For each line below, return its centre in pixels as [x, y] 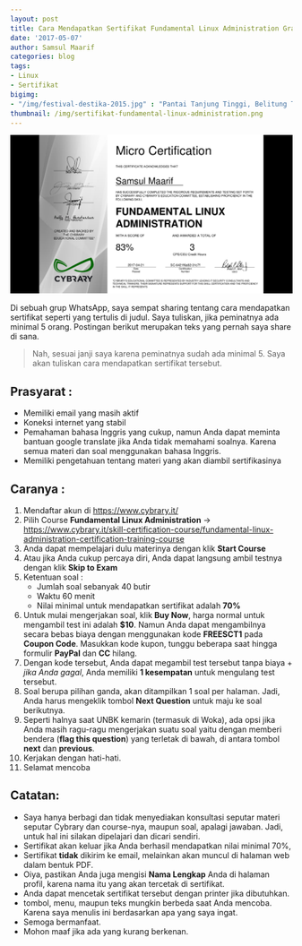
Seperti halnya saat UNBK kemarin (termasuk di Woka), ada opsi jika [149, 720]
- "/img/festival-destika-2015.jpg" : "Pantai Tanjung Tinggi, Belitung [149, 104]
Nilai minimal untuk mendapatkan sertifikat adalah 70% [138, 606]
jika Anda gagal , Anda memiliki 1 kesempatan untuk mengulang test [149, 672]
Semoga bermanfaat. [62, 922]
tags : [20, 66]
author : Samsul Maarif [52, 47]
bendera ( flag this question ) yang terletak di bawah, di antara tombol [151, 739]
